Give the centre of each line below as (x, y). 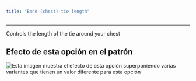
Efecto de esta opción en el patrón (69, 52)
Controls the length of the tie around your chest (63, 33)
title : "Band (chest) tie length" (48, 11)
